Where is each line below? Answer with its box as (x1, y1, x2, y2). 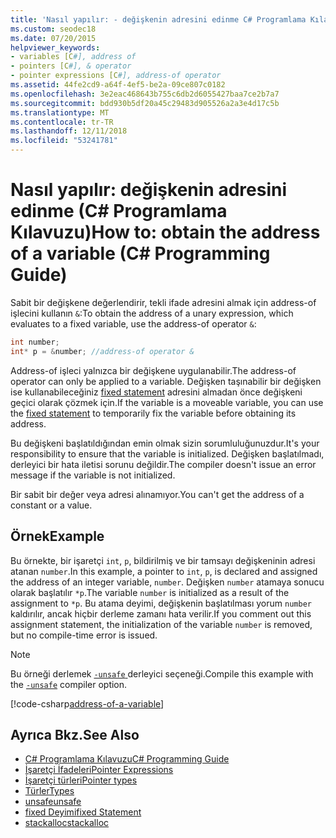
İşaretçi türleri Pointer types (24, 774, 138, 786)
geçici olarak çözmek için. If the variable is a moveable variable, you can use (10, 396, 324, 408)
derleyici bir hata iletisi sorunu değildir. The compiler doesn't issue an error (10, 458, 317, 470)
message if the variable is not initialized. (10, 469, 176, 481)
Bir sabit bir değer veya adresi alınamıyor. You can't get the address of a (10, 488, 305, 500)
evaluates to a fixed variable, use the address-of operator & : (10, 317, 257, 330)
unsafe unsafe (24, 796, 82, 808)
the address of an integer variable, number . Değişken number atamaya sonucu (10, 576, 325, 588)
